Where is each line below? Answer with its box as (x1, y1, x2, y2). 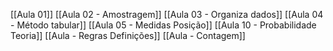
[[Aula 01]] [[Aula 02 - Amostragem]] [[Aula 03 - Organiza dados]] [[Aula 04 (10, 9, 324, 20)
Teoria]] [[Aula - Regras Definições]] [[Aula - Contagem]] (10, 30, 246, 41)
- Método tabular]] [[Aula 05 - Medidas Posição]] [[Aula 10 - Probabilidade (10, 19, 317, 31)
